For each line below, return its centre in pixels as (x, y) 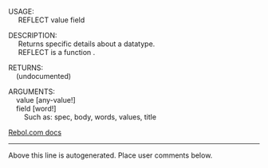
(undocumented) (43, 76)
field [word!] (36, 108)
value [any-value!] (45, 100)
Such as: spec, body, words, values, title (90, 117)
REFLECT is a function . (57, 52)
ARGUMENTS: (32, 92)
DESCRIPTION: (33, 35)
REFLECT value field (51, 20)
